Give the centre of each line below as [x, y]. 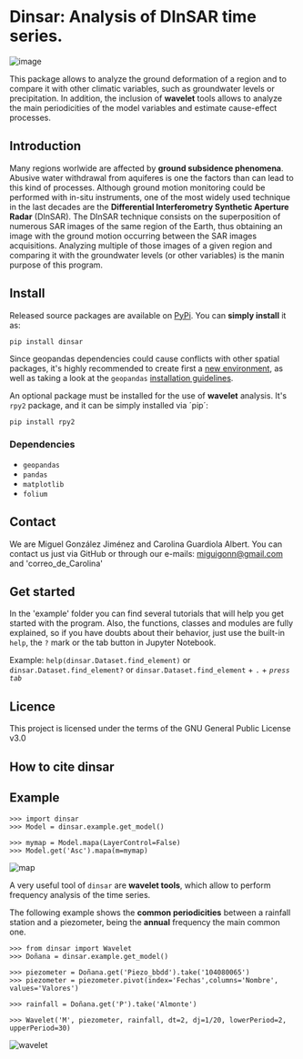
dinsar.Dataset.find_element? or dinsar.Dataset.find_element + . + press [150, 670]
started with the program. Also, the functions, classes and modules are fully [151, 623]
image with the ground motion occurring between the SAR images [133, 236]
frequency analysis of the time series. [80, 894]
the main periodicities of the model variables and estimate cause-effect [143, 107]
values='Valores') [44, 988]
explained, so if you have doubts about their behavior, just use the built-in [147, 633]
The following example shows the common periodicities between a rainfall [150, 913]
